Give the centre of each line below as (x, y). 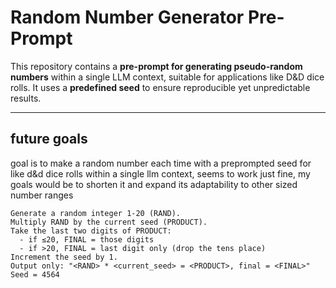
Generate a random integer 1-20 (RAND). (96, 213)
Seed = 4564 (35, 274)
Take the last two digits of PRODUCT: (91, 231)
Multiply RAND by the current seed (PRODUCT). (109, 222)
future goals (49, 139)
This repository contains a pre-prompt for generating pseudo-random (156, 66)
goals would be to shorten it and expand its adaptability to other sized (154, 184)
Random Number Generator (127, 17)
